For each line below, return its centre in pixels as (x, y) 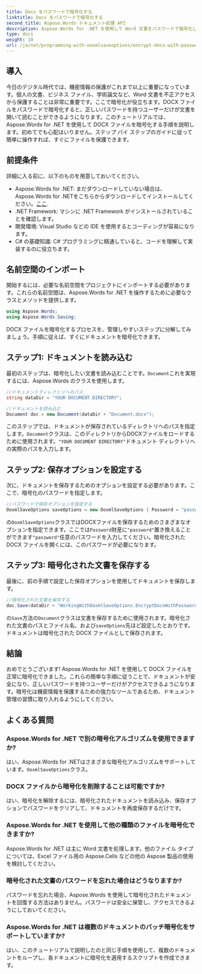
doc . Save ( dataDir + (31, 605)
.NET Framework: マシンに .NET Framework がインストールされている (101, 211)
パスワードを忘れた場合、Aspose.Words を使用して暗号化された (86, 895)
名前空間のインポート (46, 269)
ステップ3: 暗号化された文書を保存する (78, 565)
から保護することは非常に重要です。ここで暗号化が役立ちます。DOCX (92, 102)
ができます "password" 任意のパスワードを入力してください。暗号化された (96, 537)
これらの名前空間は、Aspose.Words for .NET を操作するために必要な (101, 293)
